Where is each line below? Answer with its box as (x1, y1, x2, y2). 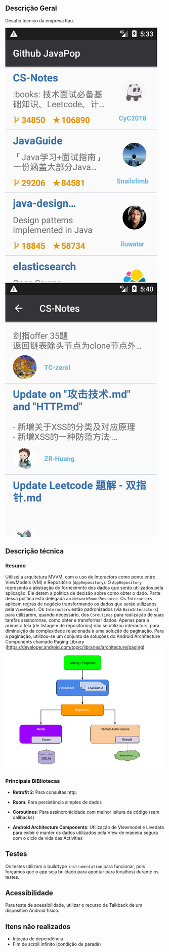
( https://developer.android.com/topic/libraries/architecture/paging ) (5, 644, 145, 650)
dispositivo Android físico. (5, 907, 60, 914)
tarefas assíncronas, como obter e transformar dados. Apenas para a (5, 617, 149, 623)
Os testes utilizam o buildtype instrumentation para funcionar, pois (5, 863, 145, 869)
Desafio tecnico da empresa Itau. (5, 17, 74, 23)
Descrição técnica (5, 547, 64, 556)
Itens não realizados (5, 922, 71, 931)
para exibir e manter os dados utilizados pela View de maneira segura (12, 830, 158, 836)
